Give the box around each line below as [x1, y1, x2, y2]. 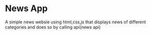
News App [5, 3, 48, 14]
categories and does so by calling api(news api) [5, 24, 101, 30]
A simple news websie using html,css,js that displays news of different [5, 19, 146, 25]
